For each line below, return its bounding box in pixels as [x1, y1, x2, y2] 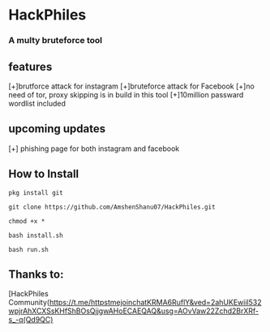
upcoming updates [8, 122, 106, 136]
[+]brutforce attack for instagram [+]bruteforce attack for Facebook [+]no [8, 81, 255, 91]
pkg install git [8, 188, 63, 196]
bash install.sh [8, 231, 63, 239]
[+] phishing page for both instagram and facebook [8, 144, 180, 153]
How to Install [8, 167, 79, 181]
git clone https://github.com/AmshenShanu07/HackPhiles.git [8, 203, 216, 211]
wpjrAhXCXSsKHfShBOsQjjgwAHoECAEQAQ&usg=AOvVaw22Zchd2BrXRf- [8, 306, 259, 316]
